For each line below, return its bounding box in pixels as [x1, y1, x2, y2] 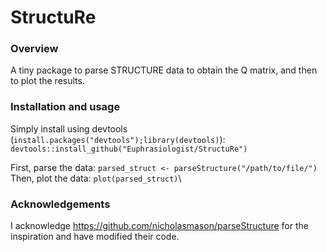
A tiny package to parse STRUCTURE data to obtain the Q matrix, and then [10, 64, 318, 76]
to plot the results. [10, 75, 85, 87]
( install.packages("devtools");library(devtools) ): [10, 133, 226, 145]
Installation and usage [10, 100, 121, 114]
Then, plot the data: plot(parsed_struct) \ [10, 172, 182, 184]
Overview [10, 42, 59, 56]
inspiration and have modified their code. [10, 231, 180, 243]
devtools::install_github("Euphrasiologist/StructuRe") [10, 144, 248, 154]
